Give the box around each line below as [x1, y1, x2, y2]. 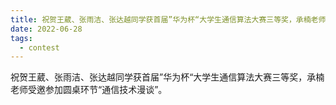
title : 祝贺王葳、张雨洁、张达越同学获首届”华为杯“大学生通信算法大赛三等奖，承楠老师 [10, 14, 327, 25]
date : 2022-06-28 [10, 24, 83, 34]
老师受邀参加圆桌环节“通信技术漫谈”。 [10, 84, 168, 96]
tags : [10, 33, 33, 43]
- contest [19, 42, 60, 53]
